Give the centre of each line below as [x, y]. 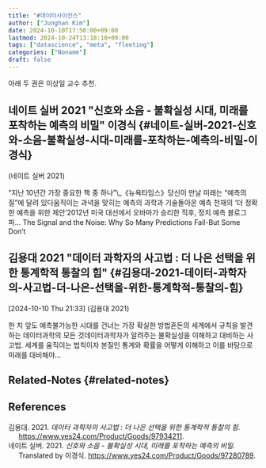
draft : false [30, 60]
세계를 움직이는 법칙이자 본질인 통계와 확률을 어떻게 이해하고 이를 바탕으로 [139, 344]
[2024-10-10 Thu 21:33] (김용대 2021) [69, 308]
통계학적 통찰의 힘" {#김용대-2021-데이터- [119, 273]
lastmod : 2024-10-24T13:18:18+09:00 [68, 38]
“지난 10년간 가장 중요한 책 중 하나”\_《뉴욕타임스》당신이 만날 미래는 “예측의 [127, 192]
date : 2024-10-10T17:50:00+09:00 [63, 30]
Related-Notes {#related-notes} [89, 380]
